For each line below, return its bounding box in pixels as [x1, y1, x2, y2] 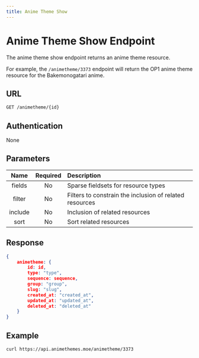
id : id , [27, 264, 46, 270]
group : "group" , [27, 281, 68, 287]
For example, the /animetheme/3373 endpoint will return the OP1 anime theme [6, 65, 193, 72]
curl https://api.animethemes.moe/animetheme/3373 [6, 346, 134, 352]
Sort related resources [67, 218, 130, 226]
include [9, 208, 30, 216]
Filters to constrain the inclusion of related [67, 191, 185, 199]
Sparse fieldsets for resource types [67, 181, 166, 190]
